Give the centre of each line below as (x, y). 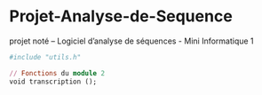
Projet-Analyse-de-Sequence (121, 16)
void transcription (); (53, 82)
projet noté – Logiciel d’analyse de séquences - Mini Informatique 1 (132, 41)
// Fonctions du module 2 (57, 73)
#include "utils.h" (45, 57)
